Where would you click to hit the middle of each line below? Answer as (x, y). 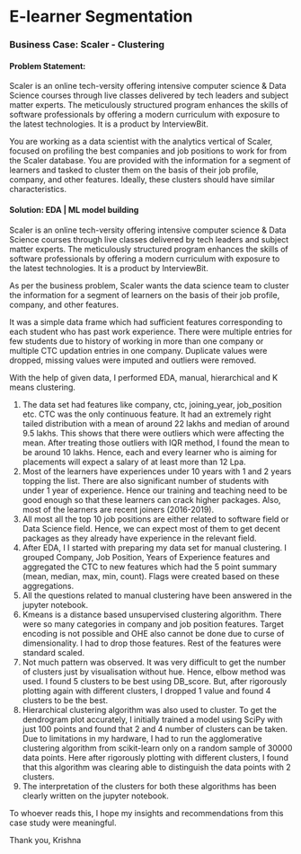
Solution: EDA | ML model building (74, 209)
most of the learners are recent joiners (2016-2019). (118, 509)
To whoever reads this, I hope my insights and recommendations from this (146, 813)
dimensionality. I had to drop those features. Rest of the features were (151, 643)
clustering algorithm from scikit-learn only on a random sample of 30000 (157, 748)
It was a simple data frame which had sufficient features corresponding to (146, 321)
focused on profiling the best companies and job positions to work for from (148, 151)
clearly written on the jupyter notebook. (95, 796)
